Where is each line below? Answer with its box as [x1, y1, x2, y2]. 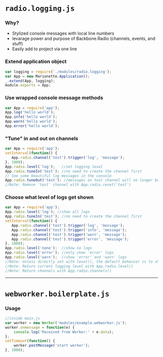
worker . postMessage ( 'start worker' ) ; [14, 343, 90, 348]
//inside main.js [5, 316, 40, 321]
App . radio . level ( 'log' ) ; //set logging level [5, 164, 103, 169]
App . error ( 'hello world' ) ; [5, 124, 60, 129]
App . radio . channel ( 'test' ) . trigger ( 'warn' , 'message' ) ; [11, 232, 127, 237]
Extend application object [5, 58, 67, 65]
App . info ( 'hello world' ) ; [5, 114, 57, 119]
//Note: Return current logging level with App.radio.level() [5, 263, 133, 269]
